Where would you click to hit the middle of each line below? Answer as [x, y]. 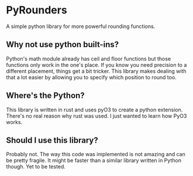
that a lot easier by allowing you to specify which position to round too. [91, 77]
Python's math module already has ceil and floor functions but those [89, 58]
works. [14, 122]
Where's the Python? [45, 96]
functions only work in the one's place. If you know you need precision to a [96, 65]
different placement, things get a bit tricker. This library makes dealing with [96, 71]
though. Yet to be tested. [36, 167]
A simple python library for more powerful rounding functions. [81, 26]
